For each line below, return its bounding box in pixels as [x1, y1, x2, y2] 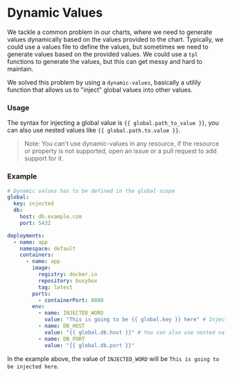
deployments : [7, 232, 45, 239]
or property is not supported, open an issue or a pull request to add [24, 147, 217, 156]
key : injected [13, 200, 54, 208]
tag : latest [37, 283, 73, 291]
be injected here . [7, 362, 59, 370]
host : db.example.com [19, 213, 82, 220]
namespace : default [19, 245, 76, 252]
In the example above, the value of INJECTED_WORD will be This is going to [7, 354, 220, 362]
